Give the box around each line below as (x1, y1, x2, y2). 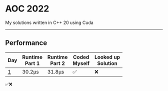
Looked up (94, 53, 120, 60)
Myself (72, 59, 90, 66)
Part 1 (24, 59, 40, 66)
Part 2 (49, 59, 65, 66)
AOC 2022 (5, 3, 49, 14)
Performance (5, 38, 47, 47)
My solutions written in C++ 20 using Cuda (5, 19, 93, 25)
